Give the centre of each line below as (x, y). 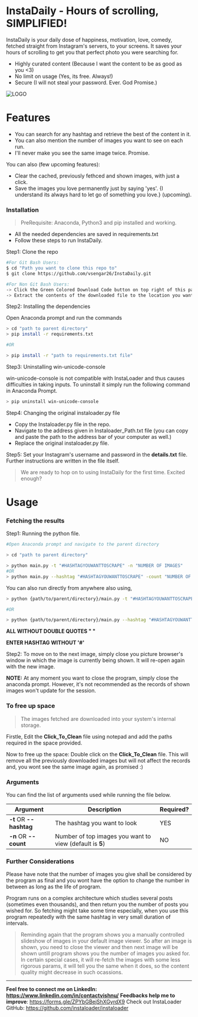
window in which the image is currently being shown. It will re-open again (95, 660)
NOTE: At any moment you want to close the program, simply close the (92, 678)
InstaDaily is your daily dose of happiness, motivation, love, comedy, (89, 40)
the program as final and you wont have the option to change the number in (98, 881)
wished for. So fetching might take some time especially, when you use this (97, 911)
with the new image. (31, 667)
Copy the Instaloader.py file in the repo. (62, 424)
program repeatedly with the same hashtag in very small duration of (88, 917)
